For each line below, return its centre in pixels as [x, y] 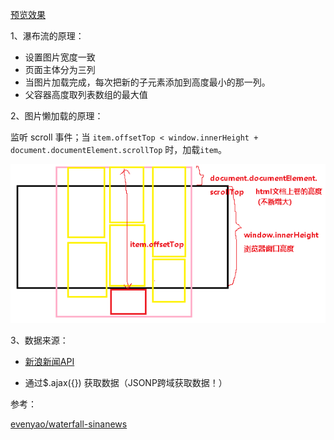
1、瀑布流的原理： [47, 36]
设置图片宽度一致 [60, 57]
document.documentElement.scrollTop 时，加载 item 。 [118, 149]
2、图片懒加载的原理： [57, 116]
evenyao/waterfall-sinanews [69, 424]
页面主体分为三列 [60, 69]
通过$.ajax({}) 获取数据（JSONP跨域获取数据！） [126, 382]
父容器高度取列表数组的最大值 [86, 94]
